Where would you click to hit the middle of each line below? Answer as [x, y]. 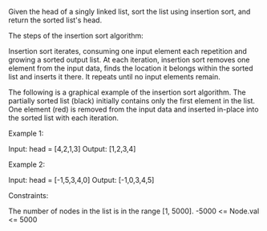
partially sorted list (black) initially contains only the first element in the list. [131, 101]
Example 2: [27, 164]
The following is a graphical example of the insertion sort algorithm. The [127, 92]
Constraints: [28, 195]
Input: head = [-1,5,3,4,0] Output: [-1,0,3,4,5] [81, 180]
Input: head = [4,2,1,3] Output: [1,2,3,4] [72, 149]
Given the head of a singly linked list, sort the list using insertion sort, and [129, 12]
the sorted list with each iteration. [63, 118]
